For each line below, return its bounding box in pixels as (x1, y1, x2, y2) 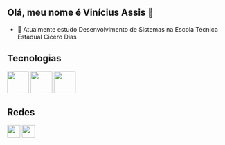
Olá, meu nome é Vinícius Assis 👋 (7, 7, 154, 19)
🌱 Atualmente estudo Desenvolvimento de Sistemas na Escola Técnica (17, 25, 218, 33)
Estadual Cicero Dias (17, 32, 78, 41)
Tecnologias (7, 52, 62, 64)
